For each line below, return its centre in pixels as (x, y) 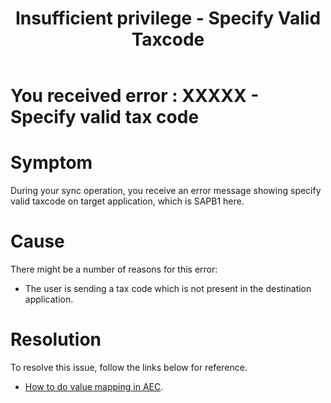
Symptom (51, 163)
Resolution (56, 339)
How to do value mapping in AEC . (94, 386)
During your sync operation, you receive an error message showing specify (166, 191)
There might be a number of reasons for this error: (114, 269)
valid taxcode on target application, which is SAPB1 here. (127, 201)
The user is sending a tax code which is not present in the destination (168, 289)
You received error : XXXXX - (135, 96)
